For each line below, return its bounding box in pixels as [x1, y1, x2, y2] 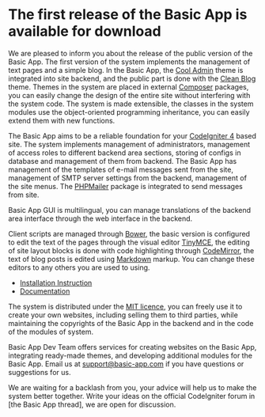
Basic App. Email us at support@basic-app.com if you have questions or [8, 358, 244, 369]
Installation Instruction [19, 278, 93, 287]
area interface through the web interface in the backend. [8, 214, 193, 223]
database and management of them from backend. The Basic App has [8, 156, 237, 165]
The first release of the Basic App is [8, 6, 248, 24]
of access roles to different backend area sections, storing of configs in [8, 148, 241, 157]
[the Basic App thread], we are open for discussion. [8, 400, 176, 409]
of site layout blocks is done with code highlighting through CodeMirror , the [8, 245, 255, 255]
